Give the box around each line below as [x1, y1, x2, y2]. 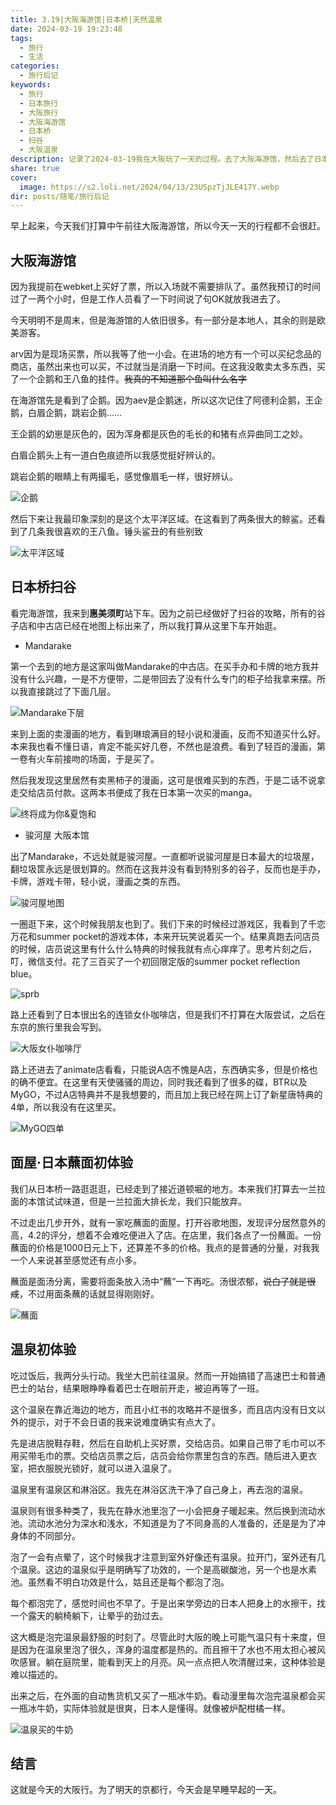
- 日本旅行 [19, 98, 59, 108]
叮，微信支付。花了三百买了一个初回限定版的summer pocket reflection [10, 955, 301, 967]
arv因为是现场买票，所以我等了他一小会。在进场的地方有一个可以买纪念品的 [10, 348, 322, 360]
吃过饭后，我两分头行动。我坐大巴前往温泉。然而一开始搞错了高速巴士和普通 [10, 1369, 326, 1381]
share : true [10, 163, 60, 173]
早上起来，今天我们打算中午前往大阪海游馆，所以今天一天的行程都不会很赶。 [10, 220, 326, 232]
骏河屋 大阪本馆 [24, 829, 90, 841]
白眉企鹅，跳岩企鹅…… [27, 407, 123, 419]
